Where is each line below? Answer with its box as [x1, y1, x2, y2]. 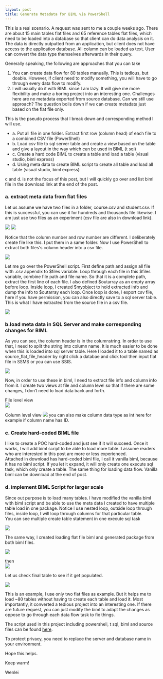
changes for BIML [5, 327, 48, 334]
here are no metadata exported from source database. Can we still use [12, 96, 154, 101]
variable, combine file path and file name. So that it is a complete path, [5, 274, 146, 280]
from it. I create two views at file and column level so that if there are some [5, 382, 155, 388]
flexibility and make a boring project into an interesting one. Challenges [12, 91, 155, 97]
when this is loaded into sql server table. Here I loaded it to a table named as [5, 348, 159, 354]
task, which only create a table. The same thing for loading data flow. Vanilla [5, 466, 158, 472]
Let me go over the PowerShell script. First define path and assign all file [5, 263, 151, 269]
